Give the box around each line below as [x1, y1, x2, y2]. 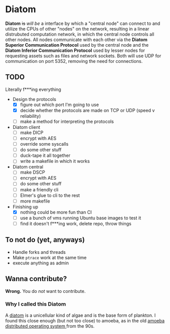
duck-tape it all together [20, 152, 71, 158]
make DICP [20, 129, 44, 136]
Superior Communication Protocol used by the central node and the [5, 42, 149, 48]
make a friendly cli [20, 186, 59, 192]
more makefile [20, 198, 51, 204]
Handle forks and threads [12, 249, 66, 255]
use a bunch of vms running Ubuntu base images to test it [20, 215, 141, 221]
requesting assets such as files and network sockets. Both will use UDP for [5, 52, 161, 59]
